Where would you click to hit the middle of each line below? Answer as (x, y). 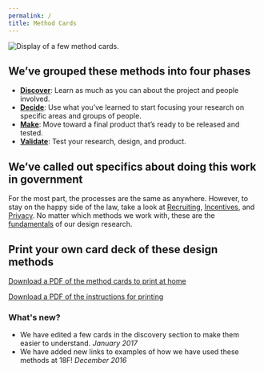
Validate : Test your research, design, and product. (103, 142)
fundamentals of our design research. (70, 224)
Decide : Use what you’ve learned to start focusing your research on (132, 107)
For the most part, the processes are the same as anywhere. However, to (128, 199)
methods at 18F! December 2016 (73, 361)
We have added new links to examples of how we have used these (129, 352)
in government (46, 179)
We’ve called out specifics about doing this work (132, 166)
